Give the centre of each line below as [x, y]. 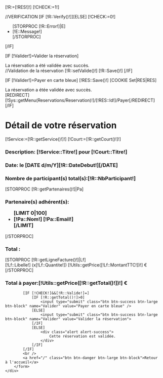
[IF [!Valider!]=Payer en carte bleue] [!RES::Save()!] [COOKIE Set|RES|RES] [81, 80]
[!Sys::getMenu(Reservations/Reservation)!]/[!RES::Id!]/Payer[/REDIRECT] [80, 100]
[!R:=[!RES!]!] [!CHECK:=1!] [32, 7]
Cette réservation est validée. [82, 337]
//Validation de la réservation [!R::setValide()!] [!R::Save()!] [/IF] [69, 71]
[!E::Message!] [27, 31]
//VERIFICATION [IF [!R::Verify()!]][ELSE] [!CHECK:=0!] [61, 17]
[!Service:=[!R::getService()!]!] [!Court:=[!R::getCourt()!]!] [63, 139]
